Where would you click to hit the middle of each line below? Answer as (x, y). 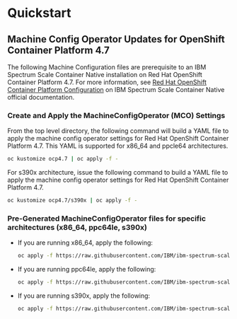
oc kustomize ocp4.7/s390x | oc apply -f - (73, 201)
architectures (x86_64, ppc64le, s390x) (77, 227)
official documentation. (41, 97)
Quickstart (40, 13)
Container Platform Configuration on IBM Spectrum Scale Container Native (116, 89)
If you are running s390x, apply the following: (84, 296)
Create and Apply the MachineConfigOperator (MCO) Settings (116, 115)
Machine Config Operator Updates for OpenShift (116, 39)
